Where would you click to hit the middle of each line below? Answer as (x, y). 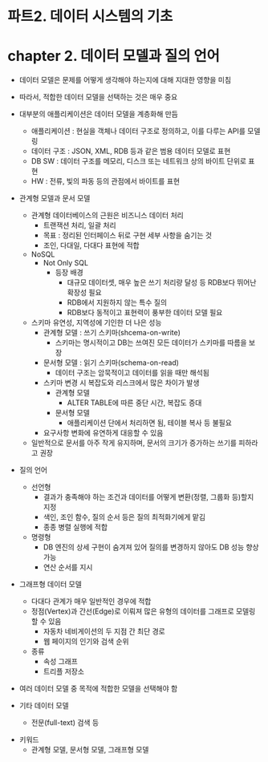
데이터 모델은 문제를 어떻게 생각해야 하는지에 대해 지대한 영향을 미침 (125, 80)
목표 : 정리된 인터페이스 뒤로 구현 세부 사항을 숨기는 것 (128, 235)
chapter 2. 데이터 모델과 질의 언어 (114, 56)
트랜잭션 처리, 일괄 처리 (80, 225)
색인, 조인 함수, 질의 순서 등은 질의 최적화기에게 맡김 (124, 517)
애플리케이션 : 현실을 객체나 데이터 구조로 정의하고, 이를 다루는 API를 (138, 131)
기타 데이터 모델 (44, 706)
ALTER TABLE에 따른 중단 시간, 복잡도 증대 (134, 403)
